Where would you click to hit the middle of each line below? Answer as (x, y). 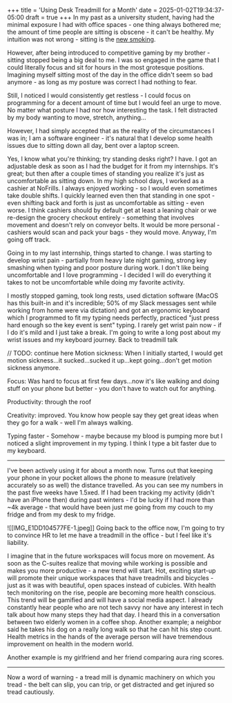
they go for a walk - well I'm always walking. (70, 423)
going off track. (29, 240)
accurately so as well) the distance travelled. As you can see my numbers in (115, 485)
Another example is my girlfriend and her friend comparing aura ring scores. (116, 657)
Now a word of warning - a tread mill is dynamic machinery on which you (111, 677)
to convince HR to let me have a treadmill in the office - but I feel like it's (109, 535)
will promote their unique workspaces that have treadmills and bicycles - (110, 578)
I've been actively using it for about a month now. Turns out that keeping (110, 470)
